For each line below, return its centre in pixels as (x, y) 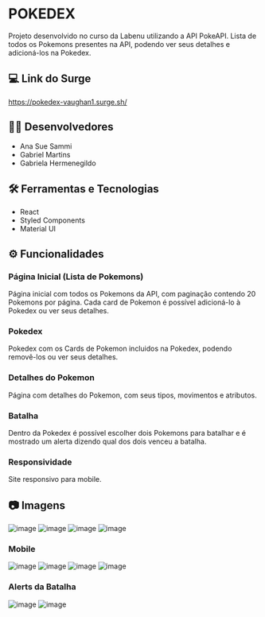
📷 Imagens (37, 505)
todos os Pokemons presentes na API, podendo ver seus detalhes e (119, 44)
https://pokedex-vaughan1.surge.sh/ (68, 102)
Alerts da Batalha (42, 587)
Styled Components (53, 220)
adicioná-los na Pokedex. (50, 52)
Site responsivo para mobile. (55, 479)
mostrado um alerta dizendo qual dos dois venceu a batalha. (107, 441)
